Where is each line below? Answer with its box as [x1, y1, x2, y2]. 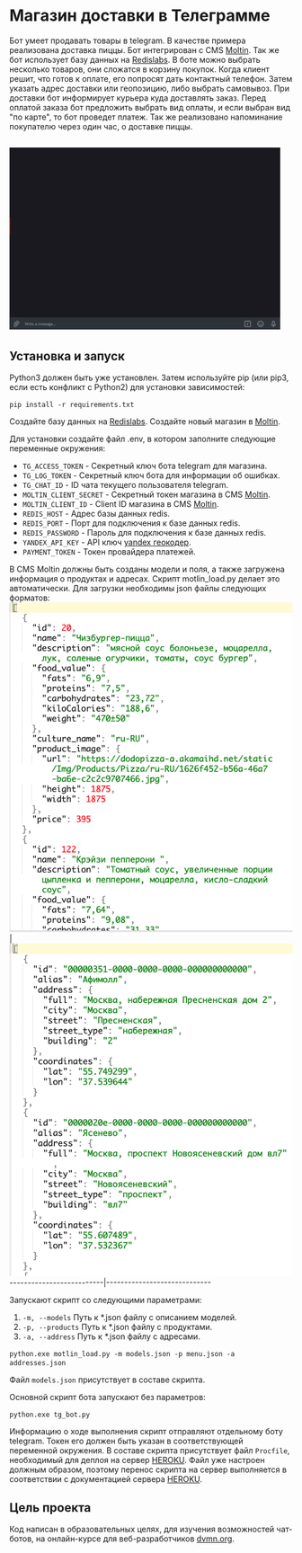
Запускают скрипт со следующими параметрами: [9, 1295, 202, 1306]
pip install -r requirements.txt [9, 401, 135, 410]
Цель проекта [9, 1500, 92, 1515]
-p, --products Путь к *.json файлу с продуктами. [22, 1322, 213, 1333]
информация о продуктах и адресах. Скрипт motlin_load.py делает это [9, 573, 280, 584]
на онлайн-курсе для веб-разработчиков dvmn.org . [35, 1533, 235, 1544]
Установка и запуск [9, 348, 126, 364]
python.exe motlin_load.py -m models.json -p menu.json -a [9, 1350, 235, 1359]
